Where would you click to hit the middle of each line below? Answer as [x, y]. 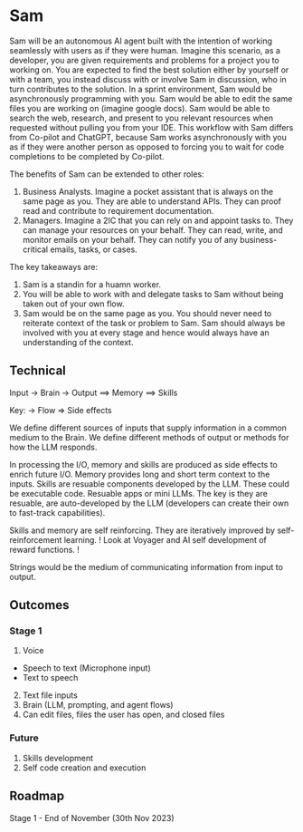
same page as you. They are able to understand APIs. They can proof [152, 201]
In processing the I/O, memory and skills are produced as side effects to [144, 464]
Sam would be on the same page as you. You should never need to [147, 313]
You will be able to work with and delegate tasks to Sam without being [153, 294]
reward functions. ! [44, 549]
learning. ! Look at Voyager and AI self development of [165, 539]
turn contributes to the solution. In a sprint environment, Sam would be [141, 89]
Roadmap [37, 796]
